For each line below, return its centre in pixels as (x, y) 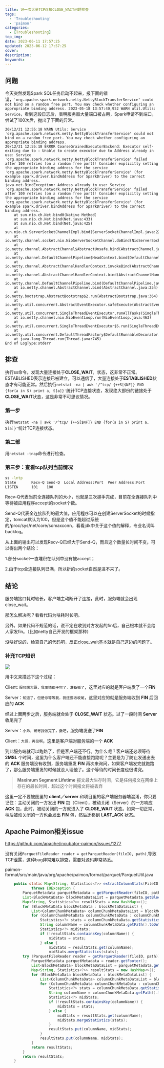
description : (18, 55)
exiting (13, 151)
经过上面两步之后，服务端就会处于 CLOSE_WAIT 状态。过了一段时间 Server (81, 714)
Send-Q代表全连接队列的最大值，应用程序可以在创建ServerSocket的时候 (78, 513)
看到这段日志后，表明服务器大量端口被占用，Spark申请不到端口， (90, 114)
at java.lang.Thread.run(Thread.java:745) (58, 339)
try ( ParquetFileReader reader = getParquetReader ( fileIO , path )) (92, 957)
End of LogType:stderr (28, 343)
